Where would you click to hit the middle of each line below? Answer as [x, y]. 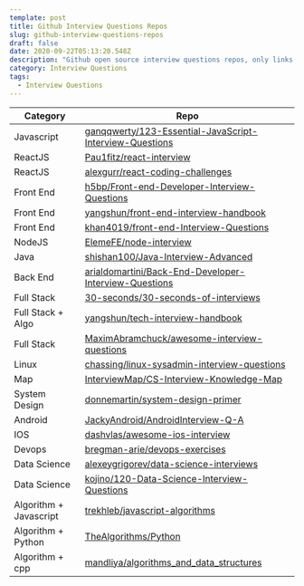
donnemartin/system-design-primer [163, 399]
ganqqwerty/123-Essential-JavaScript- [171, 130]
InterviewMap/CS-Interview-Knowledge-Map [184, 379]
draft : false [34, 43]
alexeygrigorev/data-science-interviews [171, 464]
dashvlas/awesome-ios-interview [157, 434]
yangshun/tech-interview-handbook [163, 318]
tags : [19, 77]
